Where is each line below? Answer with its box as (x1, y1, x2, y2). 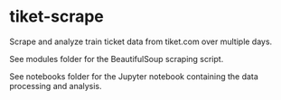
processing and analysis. (9, 80, 102, 91)
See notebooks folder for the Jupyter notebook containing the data (9, 70, 259, 82)
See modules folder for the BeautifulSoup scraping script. (9, 53, 224, 64)
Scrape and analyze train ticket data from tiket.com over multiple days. (9, 36, 273, 47)
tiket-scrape (9, 6, 104, 27)
